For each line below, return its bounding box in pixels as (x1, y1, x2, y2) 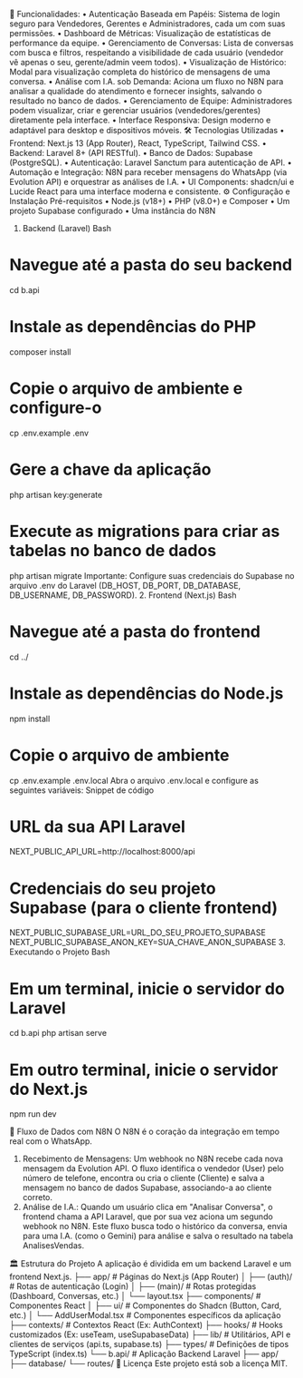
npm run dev (9, 1109, 57, 1119)
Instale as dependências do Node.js (9, 683, 284, 703)
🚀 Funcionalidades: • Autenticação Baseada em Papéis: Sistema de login (9, 9, 280, 19)
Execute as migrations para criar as (9, 521, 280, 542)
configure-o (9, 397, 102, 418)
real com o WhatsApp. (9, 1136, 93, 1147)
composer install (9, 346, 71, 357)
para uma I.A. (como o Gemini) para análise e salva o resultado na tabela (22, 1230, 294, 1242)
